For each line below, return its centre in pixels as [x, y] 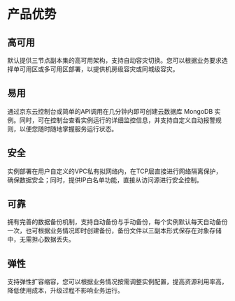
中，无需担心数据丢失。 [41, 240]
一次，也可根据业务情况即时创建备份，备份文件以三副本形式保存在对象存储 [114, 230]
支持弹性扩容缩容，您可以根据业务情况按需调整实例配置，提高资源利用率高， [117, 282]
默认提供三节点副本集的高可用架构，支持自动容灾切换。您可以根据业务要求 [114, 60]
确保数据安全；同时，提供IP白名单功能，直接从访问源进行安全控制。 [105, 179]
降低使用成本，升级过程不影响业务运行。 [65, 291]
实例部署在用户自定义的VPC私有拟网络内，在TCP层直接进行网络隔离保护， [115, 171]
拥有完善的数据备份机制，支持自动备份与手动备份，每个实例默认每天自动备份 [117, 222]
